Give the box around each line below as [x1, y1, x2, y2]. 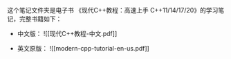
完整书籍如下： [19, 15, 62, 23]
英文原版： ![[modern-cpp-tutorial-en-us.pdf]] [17, 44, 150, 52]
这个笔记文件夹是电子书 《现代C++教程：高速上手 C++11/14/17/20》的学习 [7, 6, 219, 14]
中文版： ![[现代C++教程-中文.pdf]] [17, 30, 118, 37]
